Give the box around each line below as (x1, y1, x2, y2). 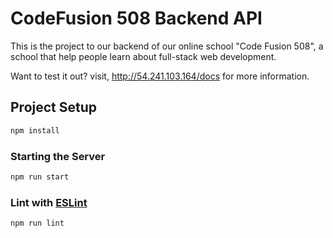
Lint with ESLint (10, 195, 88, 209)
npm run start (10, 172, 70, 182)
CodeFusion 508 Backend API (10, 7, 263, 30)
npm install (10, 125, 60, 136)
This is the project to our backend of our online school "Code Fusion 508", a (10, 40, 324, 52)
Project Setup (10, 99, 98, 116)
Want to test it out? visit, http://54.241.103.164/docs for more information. (10, 70, 310, 82)
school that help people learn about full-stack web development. (10, 50, 277, 62)
